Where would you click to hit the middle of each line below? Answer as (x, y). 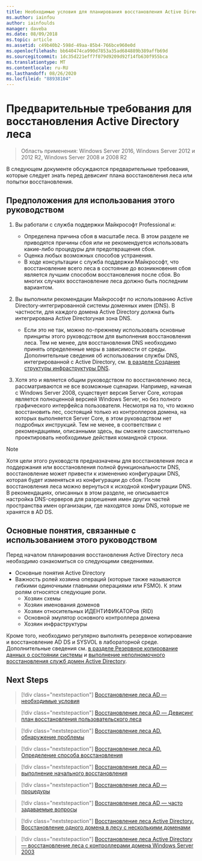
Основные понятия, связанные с (71, 531)
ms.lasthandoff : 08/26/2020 (41, 73)
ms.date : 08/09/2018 (32, 34)
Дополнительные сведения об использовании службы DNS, (101, 355)
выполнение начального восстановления (74, 773)
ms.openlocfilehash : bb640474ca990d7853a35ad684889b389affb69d (87, 51)
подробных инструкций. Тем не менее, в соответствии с (88, 424)
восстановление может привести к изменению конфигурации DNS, (93, 474)
